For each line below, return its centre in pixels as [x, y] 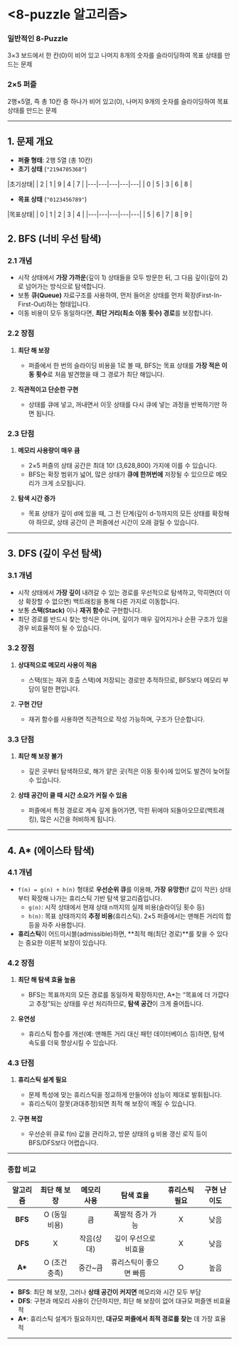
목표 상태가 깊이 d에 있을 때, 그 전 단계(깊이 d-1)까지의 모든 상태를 [119, 513]
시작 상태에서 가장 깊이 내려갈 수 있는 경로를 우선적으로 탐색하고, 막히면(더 [120, 592]
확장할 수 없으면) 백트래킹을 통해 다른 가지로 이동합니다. [102, 601]
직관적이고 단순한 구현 [48, 389]
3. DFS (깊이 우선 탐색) [55, 554]
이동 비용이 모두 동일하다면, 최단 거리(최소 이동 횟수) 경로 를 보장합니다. [115, 313]
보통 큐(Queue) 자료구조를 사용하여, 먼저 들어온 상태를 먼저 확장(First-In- [120, 295]
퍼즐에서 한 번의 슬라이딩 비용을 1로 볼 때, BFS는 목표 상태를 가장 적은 [124, 365]
